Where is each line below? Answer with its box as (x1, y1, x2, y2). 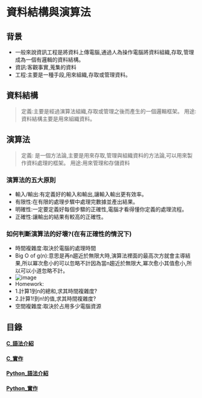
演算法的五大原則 (6, 175, 56, 184)
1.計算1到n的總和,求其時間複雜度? (14, 288, 98, 295)
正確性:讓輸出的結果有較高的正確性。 (14, 213, 107, 220)
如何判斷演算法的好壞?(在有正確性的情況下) (6, 230, 132, 238)
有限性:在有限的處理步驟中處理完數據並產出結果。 (14, 198, 139, 205)
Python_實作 (6, 384, 38, 392)
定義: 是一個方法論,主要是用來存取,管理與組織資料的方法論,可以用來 (21, 151, 188, 159)
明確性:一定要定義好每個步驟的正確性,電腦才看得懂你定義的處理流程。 (14, 206, 188, 213)
